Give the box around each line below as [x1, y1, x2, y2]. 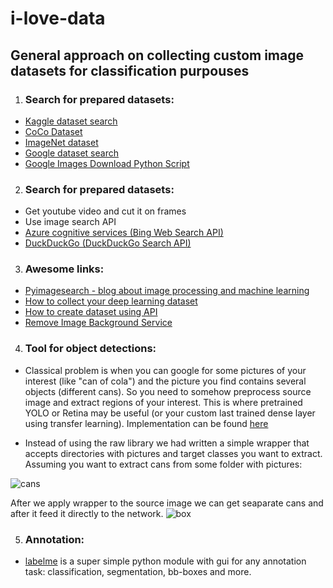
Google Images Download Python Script [24, 157, 190, 169]
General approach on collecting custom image [10, 47, 304, 64]
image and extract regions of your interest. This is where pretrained [24, 396, 303, 408]
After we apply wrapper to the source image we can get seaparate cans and [10, 497, 324, 509]
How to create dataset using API [24, 306, 158, 318]
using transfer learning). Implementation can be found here [24, 417, 269, 429]
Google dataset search [24, 147, 119, 159]
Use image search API [24, 216, 117, 228]
